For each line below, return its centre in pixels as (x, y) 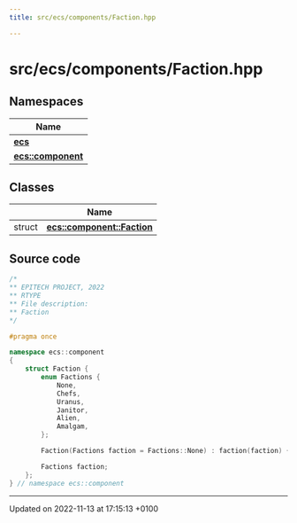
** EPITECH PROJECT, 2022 (57, 288)
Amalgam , (72, 426)
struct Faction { (57, 369)
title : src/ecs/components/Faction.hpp (83, 17)
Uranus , (71, 402)
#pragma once (33, 336)
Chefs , (69, 394)
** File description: (49, 304)
